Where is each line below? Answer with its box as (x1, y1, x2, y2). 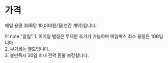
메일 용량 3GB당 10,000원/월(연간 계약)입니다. (5, 22, 97, 28)
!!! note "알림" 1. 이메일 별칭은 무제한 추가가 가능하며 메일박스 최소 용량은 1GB (5, 33, 159, 39)
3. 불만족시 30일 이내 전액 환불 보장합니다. (5, 52, 89, 58)
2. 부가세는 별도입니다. (5, 46, 50, 52)
